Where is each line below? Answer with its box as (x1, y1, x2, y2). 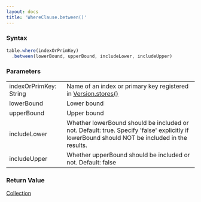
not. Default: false (66, 158, 117, 166)
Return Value (6, 176, 45, 184)
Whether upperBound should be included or (66, 151, 190, 159)
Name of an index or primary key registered (66, 82, 189, 90)
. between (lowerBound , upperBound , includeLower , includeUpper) (11, 53, 172, 59)
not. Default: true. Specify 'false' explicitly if (66, 126, 189, 134)
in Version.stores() (66, 89, 118, 97)
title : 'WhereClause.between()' (6, 14, 87, 20)
